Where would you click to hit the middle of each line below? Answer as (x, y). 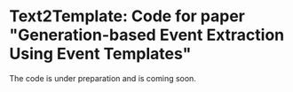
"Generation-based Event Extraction (147, 35)
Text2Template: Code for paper (127, 16)
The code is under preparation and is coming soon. (103, 78)
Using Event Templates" (100, 54)
